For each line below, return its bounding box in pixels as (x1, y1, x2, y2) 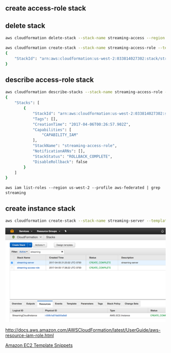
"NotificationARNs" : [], (32, 149, 85, 154)
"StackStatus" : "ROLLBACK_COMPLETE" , (32, 154, 113, 159)
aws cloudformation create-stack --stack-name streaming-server (5, 218, 145, 223)
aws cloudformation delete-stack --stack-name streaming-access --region (5, 36, 165, 41)
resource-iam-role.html (5, 332, 54, 338)
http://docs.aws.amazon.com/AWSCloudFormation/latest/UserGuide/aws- (5, 327, 161, 333)
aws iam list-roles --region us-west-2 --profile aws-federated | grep (5, 185, 160, 190)
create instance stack (5, 204, 75, 213)
